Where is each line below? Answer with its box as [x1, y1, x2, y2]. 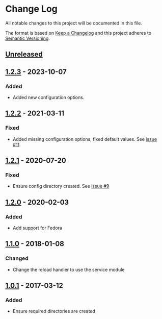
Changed [5, 255, 29, 262]
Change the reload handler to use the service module [12, 266, 125, 273]
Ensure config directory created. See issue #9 [12, 183, 110, 189]
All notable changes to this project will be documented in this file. [5, 20, 143, 26]
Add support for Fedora [12, 225, 63, 231]
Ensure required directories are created [12, 308, 96, 314]
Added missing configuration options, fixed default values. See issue [12, 136, 157, 142]
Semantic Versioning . [5, 35, 50, 41]
